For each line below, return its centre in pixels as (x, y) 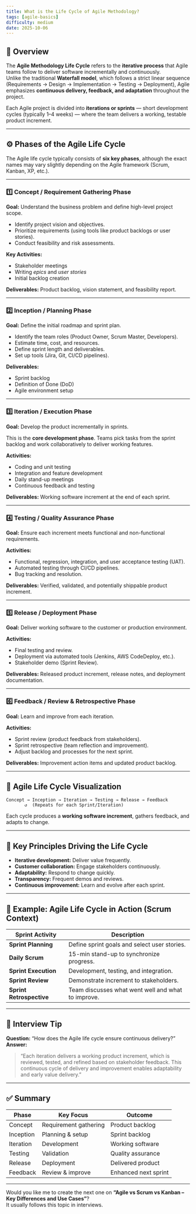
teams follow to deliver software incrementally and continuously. (84, 72)
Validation (55, 1153)
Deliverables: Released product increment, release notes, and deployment (96, 674)
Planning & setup (65, 1134)
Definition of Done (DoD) (44, 385)
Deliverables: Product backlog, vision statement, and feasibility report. (91, 290)
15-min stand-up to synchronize (114, 954)
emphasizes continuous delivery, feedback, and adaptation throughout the (98, 91)
